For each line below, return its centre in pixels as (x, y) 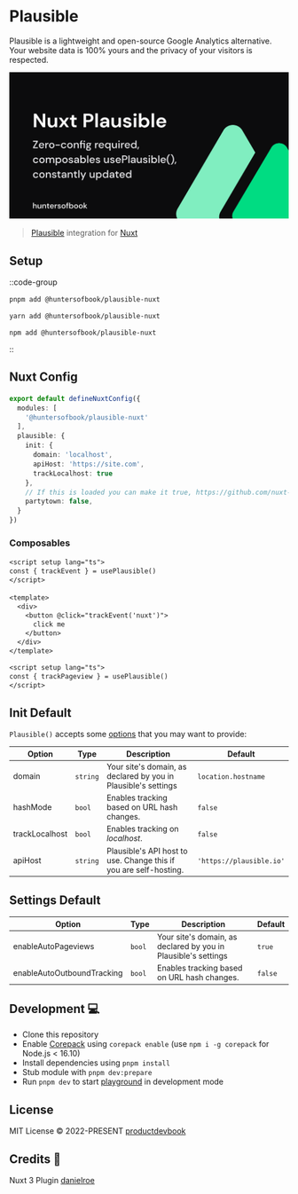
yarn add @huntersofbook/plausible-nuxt (85, 317)
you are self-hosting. (145, 869)
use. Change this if (141, 860)
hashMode (32, 807)
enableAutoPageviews (54, 946)
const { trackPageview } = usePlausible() (89, 677)
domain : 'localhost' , (73, 455)
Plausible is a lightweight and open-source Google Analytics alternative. (141, 41)
